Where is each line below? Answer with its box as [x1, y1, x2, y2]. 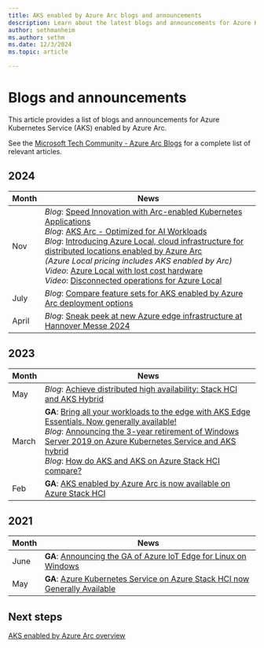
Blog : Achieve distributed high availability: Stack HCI [44, 383, 238, 394]
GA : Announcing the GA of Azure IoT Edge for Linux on [44, 551, 247, 562]
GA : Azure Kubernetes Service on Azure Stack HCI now [44, 573, 250, 584]
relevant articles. [8, 146, 63, 156]
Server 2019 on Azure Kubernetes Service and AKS [44, 436, 236, 447]
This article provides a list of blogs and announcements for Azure [8, 115, 220, 124]
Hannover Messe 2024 [44, 320, 130, 331]
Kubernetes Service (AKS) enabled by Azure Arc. [8, 123, 167, 132]
